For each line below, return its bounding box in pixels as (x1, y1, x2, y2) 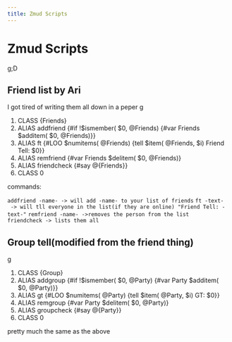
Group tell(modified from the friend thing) (7, 236, 194, 248)
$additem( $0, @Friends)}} (17, 132, 97, 140)
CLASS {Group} (17, 269, 63, 277)
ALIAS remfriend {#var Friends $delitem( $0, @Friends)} (17, 154, 182, 163)
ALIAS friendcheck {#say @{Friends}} (17, 161, 128, 170)
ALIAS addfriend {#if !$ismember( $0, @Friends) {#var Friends (17, 124, 200, 132)
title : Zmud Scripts (7, 10, 68, 18)
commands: (7, 182, 42, 191)
